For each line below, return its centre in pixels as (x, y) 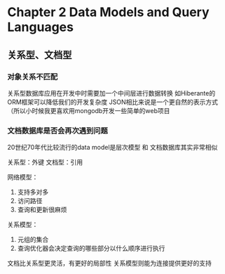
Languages (40, 27)
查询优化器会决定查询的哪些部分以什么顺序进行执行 (91, 248)
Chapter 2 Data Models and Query (108, 12)
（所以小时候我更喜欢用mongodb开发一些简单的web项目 (89, 110)
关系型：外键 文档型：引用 (45, 162)
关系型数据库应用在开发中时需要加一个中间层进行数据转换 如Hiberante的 (111, 93)
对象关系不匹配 (33, 77)
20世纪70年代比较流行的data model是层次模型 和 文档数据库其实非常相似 (112, 148)
